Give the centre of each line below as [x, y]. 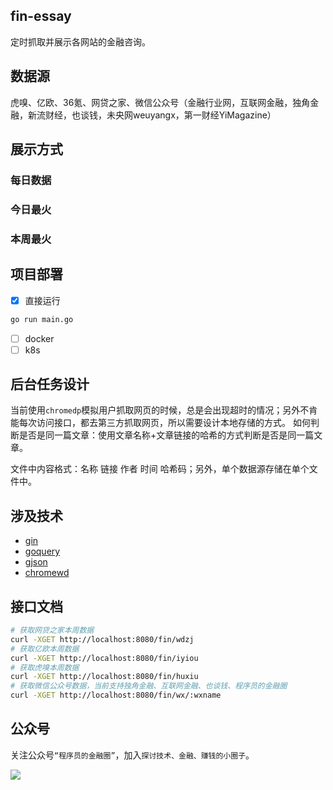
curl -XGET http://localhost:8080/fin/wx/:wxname [116, 695]
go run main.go [42, 319]
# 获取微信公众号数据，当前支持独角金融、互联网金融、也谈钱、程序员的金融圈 [149, 686]
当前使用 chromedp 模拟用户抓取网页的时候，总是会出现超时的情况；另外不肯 [164, 410]
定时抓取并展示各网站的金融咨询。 [80, 41]
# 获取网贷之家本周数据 [52, 630]
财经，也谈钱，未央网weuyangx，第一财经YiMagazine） [160, 115]
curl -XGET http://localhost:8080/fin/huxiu [104, 677]
